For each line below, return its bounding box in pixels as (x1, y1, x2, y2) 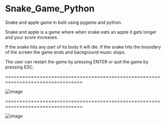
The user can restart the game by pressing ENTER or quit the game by (5, 59, 149, 64)
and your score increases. (5, 34, 58, 40)
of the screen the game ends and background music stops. (5, 49, 126, 55)
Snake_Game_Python (5, 3, 95, 14)
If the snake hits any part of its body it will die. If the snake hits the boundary (5, 44, 161, 50)
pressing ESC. (5, 64, 34, 70)
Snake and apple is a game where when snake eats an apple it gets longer (5, 29, 157, 35)
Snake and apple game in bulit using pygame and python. (5, 19, 122, 25)
